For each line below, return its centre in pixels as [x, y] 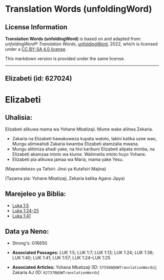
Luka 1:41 [21, 216]
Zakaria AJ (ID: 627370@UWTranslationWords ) [56, 273]
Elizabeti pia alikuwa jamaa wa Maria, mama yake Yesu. [68, 159]
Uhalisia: [19, 118]
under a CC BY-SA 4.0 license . [36, 49]
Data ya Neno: [27, 231]
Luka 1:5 [20, 206]
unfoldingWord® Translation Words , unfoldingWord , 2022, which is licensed [81, 44]
